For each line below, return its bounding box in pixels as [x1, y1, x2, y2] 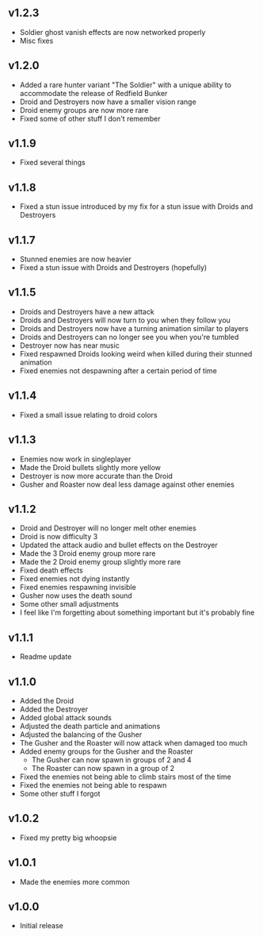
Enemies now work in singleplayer [19, 454, 131, 464]
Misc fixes [19, 36, 54, 45]
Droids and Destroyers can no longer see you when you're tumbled [19, 332, 239, 341]
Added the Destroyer [19, 704, 89, 714]
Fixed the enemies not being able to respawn [19, 780, 167, 789]
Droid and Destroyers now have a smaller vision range [19, 97, 196, 106]
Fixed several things [19, 158, 86, 168]
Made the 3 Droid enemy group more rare [19, 549, 156, 558]
